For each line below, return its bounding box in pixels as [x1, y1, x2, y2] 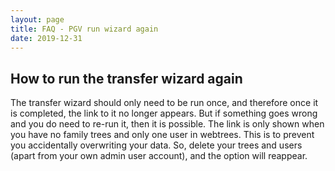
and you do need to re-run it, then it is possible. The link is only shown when [10, 118, 325, 130]
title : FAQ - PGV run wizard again [10, 24, 159, 34]
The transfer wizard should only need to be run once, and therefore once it [10, 97, 319, 109]
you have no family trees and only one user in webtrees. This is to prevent [10, 129, 315, 141]
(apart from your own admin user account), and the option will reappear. [10, 150, 308, 162]
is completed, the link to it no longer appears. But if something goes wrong [10, 107, 318, 120]
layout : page [10, 14, 65, 25]
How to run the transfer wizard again [10, 70, 243, 87]
